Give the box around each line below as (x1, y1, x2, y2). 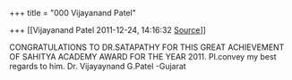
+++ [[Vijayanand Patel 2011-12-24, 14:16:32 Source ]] (9, 25, 206, 35)
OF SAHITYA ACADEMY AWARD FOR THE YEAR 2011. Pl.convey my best (9, 52, 277, 61)
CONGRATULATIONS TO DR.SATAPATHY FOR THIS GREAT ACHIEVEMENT (9, 42, 285, 52)
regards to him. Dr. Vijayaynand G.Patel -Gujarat (9, 61, 186, 71)
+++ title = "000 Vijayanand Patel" (9, 8, 136, 18)
